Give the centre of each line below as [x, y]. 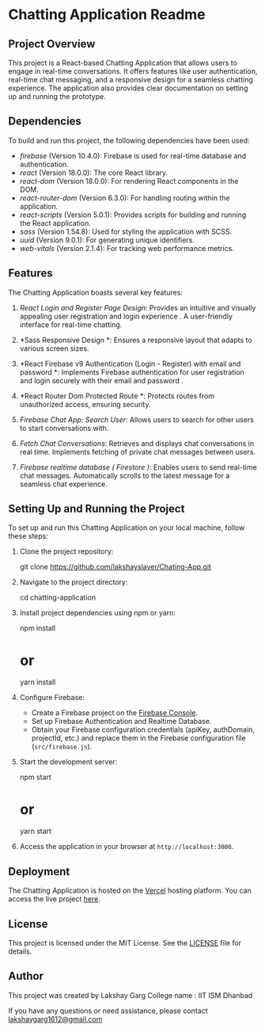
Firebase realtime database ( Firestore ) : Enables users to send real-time [138, 467]
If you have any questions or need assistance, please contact [108, 1011]
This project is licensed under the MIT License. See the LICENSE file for [125, 943]
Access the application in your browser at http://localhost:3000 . [127, 847]
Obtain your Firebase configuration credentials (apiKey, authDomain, [143, 729]
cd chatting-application [58, 598]
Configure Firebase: [52, 698]
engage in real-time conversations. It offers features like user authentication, [133, 71]
